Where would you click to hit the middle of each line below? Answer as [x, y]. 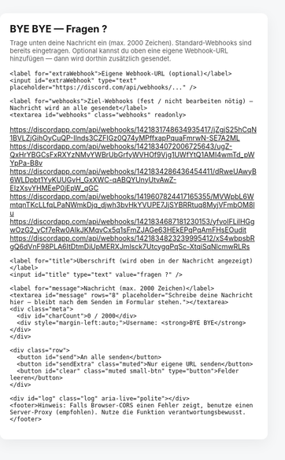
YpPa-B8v [26, 163]
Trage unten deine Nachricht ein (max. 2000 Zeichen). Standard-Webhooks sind [131, 42]
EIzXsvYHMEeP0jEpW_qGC [54, 188]
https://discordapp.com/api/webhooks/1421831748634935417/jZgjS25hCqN [133, 129]
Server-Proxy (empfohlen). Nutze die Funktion [87, 412]
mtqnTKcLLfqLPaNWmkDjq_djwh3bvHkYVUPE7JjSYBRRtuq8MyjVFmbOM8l [132, 204]
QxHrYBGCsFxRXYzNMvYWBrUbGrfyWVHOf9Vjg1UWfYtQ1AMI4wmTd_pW [132, 154]
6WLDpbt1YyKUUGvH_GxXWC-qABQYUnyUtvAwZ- [93, 179]
